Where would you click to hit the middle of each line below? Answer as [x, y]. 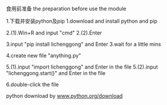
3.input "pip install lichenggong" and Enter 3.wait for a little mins [83, 44]
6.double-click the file [33, 84]
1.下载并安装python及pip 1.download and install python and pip [82, 21]
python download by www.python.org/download [64, 96]
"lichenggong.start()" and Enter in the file [56, 73]
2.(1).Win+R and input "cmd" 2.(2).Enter [54, 33]
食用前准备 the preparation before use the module [66, 9]
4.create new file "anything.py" [44, 55]
